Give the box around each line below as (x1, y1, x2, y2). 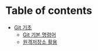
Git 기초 (13, 24, 32, 31)
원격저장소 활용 (22, 38, 58, 45)
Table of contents (5, 4, 93, 17)
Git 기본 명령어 (22, 31, 57, 38)
